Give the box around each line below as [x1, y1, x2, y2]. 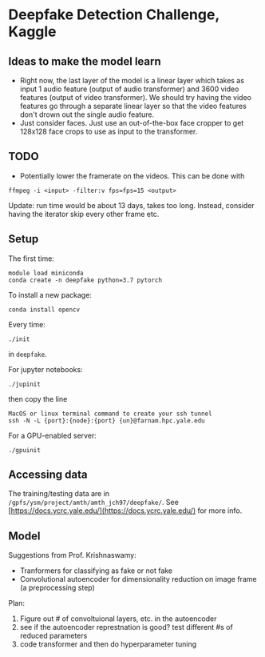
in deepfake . [8, 349, 47, 359]
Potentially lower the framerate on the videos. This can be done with [19, 170, 245, 181]
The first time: [8, 254, 54, 263]
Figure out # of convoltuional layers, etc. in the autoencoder [19, 614, 217, 623]
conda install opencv [8, 306, 81, 314]
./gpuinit [8, 446, 42, 454]
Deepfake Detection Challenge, [8, 6, 220, 24]
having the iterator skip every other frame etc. [8, 209, 160, 218]
